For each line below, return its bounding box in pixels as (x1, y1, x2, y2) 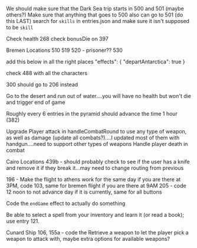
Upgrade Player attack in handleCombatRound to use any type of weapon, (6, 128, 187, 135)
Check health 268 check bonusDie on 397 (6, 35, 109, 42)
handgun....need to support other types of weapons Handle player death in (6, 141, 188, 147)
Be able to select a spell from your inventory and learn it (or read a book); (6, 211, 185, 218)
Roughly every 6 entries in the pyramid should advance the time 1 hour (6, 110, 178, 117)
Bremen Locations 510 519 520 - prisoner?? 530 (6, 47, 123, 54)
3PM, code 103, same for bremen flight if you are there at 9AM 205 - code (6, 182, 187, 189)
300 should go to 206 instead (6, 81, 78, 88)
